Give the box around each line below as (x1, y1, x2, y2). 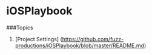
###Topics (6, 24, 33, 31)
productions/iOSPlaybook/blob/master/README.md (15, 42, 144, 49)
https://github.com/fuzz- (62, 35, 124, 42)
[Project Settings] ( (15, 35, 62, 42)
